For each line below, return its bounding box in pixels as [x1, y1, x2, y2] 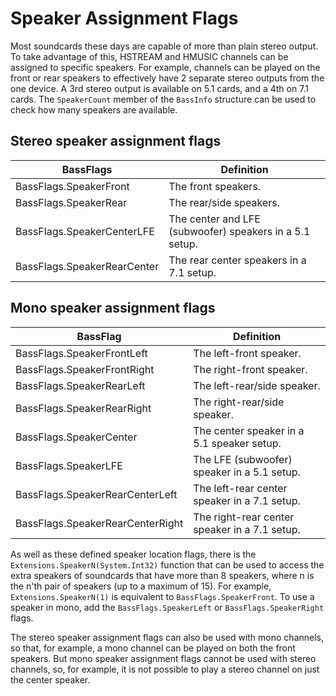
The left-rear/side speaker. [193, 378, 321, 392]
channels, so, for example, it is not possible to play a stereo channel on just [10, 663, 320, 675]
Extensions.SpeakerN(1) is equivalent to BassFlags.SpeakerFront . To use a [10, 590, 315, 602]
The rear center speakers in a [168, 253, 307, 267]
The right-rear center [193, 510, 295, 524]
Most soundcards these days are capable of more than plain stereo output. [10, 40, 319, 52]
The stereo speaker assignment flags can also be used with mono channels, [10, 631, 325, 643]
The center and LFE [168, 212, 261, 226]
